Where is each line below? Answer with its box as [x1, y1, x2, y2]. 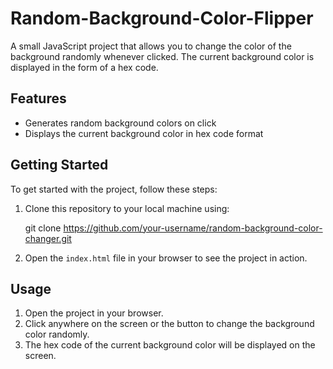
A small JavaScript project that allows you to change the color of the [10, 40, 292, 52]
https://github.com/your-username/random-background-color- [63, 222, 323, 234]
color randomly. [24, 328, 90, 341]
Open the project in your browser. [24, 307, 164, 319]
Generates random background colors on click [24, 117, 217, 129]
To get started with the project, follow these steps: [10, 183, 218, 195]
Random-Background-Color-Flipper [10, 7, 314, 30]
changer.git [24, 232, 72, 244]
